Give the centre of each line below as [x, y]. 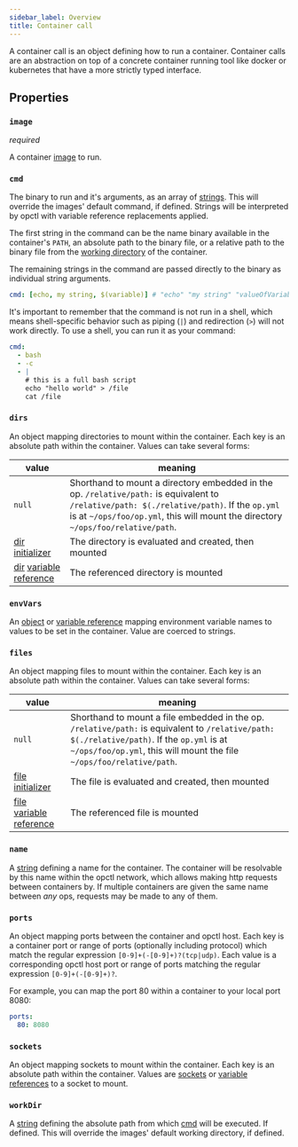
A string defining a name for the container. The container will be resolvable [146, 868]
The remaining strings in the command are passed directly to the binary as [145, 269]
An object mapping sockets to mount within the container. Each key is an [142, 1065]
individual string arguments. [60, 279]
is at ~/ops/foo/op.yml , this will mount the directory [176, 515]
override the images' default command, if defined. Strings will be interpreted [149, 207]
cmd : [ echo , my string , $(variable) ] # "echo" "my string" [121, 295]
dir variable [37, 567]
